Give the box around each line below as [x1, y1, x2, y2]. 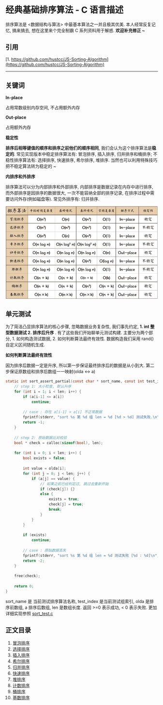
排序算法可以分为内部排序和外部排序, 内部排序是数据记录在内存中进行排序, [5, 184, 154, 189]
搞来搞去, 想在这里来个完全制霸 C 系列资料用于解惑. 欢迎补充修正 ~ [12, 27, 145, 33]
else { [40, 492, 54, 497]
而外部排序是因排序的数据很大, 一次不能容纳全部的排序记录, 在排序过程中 [5, 190, 150, 196]
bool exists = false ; [23, 456, 67, 461]
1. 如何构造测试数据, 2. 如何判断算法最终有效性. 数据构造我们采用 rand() [12, 336, 154, 342]
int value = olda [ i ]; [23, 466, 67, 471]
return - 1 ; [23, 420, 45, 425]
